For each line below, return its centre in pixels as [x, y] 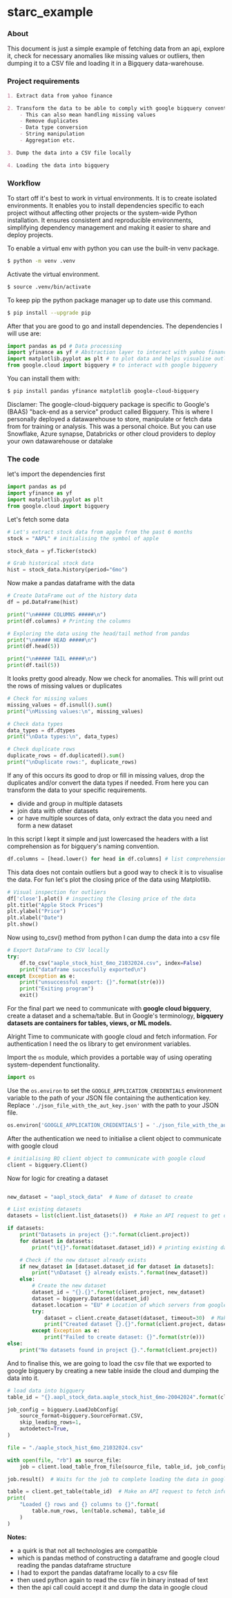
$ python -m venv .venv [41, 261]
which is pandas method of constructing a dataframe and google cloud [118, 1558]
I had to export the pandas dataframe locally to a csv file [97, 1572]
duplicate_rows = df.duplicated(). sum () [66, 756]
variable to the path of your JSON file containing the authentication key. [109, 1098]
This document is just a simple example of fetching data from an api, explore [116, 48]
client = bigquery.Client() [48, 1165]
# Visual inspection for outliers [57, 892]
